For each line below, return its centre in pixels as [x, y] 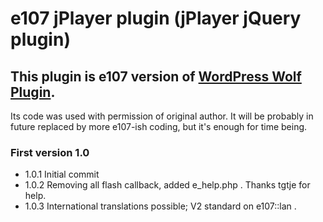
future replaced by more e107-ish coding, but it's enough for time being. [159, 126]
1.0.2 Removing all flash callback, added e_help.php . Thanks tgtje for [167, 185]
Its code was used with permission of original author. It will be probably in [162, 116]
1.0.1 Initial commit [62, 174]
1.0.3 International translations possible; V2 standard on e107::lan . [160, 206]
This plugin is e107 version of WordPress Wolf [156, 76]
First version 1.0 [50, 152]
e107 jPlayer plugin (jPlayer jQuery [156, 18]
